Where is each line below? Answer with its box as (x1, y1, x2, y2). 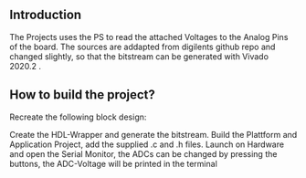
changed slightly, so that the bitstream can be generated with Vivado (9, 50, 269, 62)
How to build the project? (9, 87, 155, 103)
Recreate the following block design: (9, 111, 147, 122)
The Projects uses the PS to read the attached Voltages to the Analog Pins (9, 31, 289, 42)
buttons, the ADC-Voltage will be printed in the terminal (9, 158, 217, 169)
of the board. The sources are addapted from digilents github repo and (9, 41, 276, 52)
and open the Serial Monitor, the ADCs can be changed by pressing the (9, 148, 278, 159)
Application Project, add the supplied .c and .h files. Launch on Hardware (9, 139, 285, 150)
